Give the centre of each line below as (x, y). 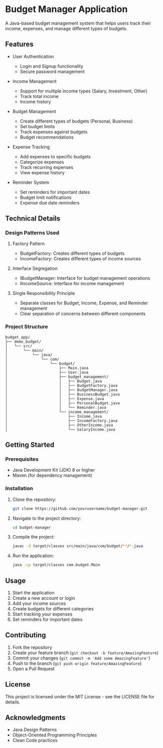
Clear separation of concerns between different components (83, 314)
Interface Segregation (35, 269)
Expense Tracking (31, 147)
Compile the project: (34, 537)
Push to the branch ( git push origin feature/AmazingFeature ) (77, 663)
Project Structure (27, 327)
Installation (19, 488)
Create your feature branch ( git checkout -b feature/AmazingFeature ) (86, 653)
